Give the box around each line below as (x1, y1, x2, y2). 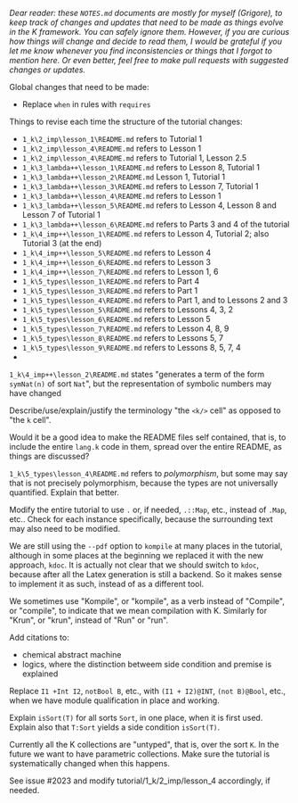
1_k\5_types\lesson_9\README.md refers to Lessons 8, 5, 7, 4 (21, 343, 242, 352)
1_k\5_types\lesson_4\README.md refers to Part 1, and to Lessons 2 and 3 (21, 294, 288, 305)
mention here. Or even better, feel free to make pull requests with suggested (9, 55, 289, 65)
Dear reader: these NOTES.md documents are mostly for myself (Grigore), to (9, 8, 283, 18)
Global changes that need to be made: (9, 82, 149, 92)
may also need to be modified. (9, 524, 121, 534)
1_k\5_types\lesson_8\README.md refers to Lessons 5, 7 (21, 333, 224, 343)
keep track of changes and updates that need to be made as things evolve (9, 17, 284, 28)
